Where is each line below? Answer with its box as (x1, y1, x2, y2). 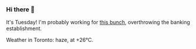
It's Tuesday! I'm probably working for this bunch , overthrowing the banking (6, 19, 190, 26)
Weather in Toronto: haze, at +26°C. (6, 37, 94, 44)
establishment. (6, 25, 42, 32)
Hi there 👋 (6, 5, 35, 14)
